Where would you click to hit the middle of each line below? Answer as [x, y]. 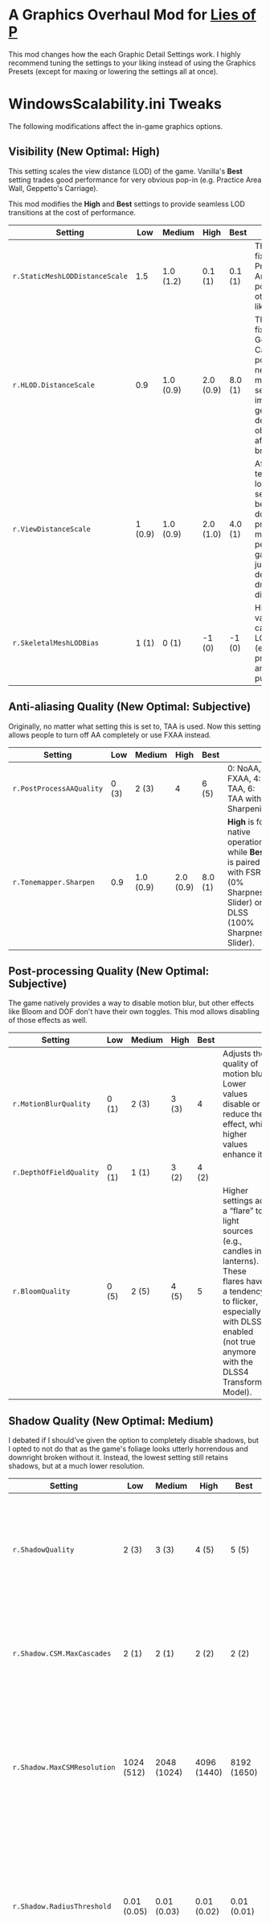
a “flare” [238, 1211]
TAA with [245, 798]
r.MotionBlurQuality [51, 1104]
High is [241, 821]
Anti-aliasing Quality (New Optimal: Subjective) [130, 707]
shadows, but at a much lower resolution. [76, 1466]
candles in [242, 1251]
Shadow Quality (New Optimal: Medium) [111, 1421]
